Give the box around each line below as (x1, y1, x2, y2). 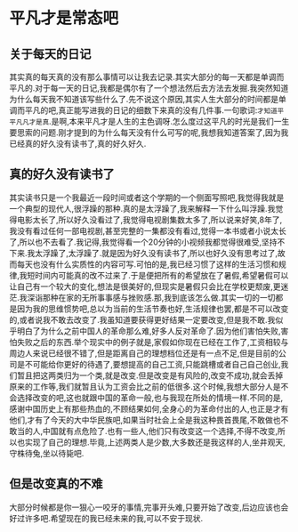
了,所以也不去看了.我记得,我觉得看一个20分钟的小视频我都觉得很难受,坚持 (9, 237, 278, 247)
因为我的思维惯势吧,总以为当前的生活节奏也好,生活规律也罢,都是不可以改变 (16, 303, 289, 314)
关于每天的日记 (9, 46, 92, 61)
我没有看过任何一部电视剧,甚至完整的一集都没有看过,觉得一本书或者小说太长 (9, 225, 287, 236)
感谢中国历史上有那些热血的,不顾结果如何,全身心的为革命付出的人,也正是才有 (9, 403, 289, 414)
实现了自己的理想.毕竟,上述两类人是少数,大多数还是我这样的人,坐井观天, (24, 437, 286, 447)
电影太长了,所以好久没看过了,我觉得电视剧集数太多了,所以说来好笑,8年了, (16, 214, 283, 225)
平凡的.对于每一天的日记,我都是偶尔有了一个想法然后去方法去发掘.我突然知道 (9, 83, 289, 93)
